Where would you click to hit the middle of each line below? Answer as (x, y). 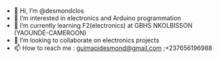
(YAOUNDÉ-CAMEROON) (50, 33)
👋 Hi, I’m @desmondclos (49, 11)
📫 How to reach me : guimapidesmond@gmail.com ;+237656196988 (113, 48)
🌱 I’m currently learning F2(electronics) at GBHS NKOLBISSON (103, 25)
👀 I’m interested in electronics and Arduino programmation (97, 18)
